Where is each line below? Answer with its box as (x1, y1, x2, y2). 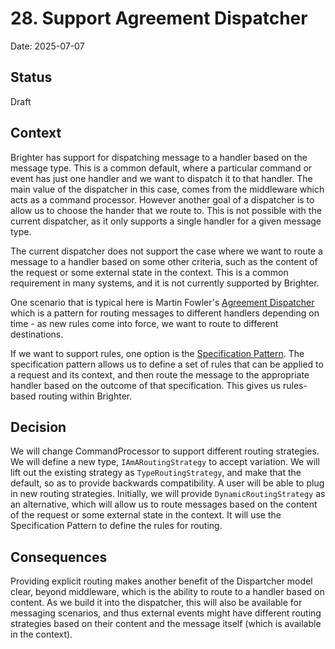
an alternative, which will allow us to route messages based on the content (10, 498, 318, 511)
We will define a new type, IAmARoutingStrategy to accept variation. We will (10, 456, 320, 468)
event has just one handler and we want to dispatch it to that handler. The (10, 172, 313, 184)
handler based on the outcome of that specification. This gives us (10, 379, 282, 391)
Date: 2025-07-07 (10, 40, 85, 52)
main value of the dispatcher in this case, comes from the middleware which (10, 183, 325, 195)
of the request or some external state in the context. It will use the (10, 509, 282, 521)
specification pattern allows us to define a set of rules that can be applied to (10, 358, 324, 370)
